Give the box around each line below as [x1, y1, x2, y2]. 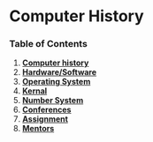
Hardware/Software [21, 67, 97, 78]
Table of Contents [9, 38, 88, 50]
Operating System [21, 77, 91, 87]
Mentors [21, 123, 55, 134]
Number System [21, 95, 84, 106]
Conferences [21, 104, 72, 116]
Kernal [21, 86, 48, 96]
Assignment [21, 114, 69, 124]
